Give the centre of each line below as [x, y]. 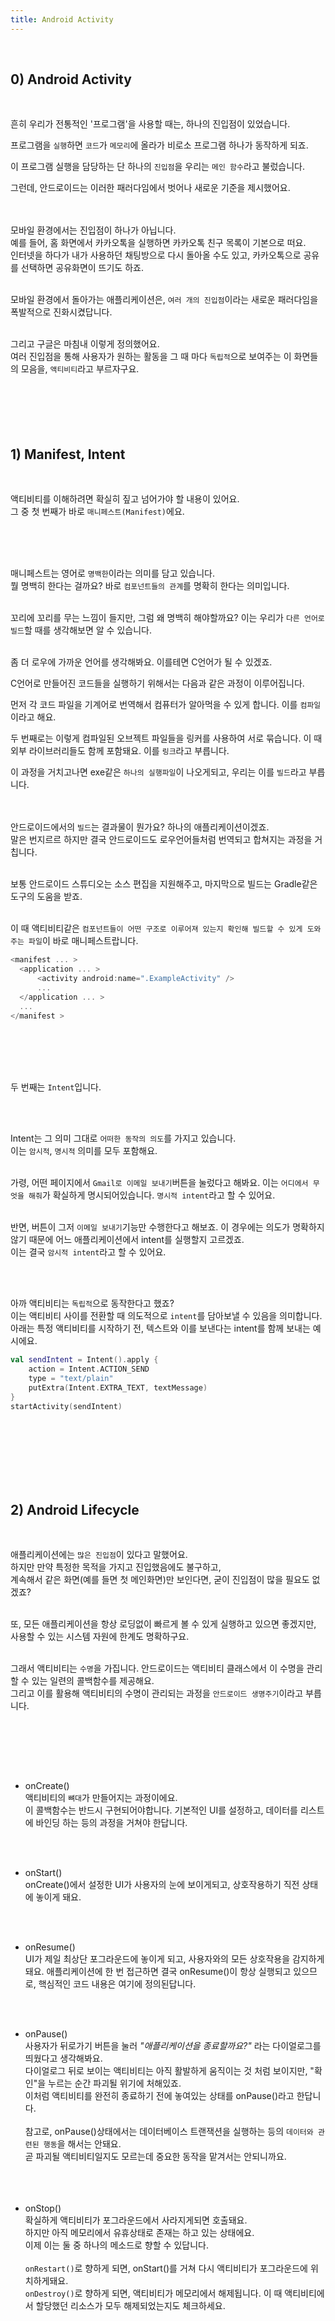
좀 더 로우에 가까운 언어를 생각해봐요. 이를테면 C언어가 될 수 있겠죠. [141, 662]
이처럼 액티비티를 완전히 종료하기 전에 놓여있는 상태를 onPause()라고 [159, 2096]
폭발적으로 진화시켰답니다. [61, 312]
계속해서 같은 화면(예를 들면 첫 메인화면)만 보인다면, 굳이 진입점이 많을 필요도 [160, 1580]
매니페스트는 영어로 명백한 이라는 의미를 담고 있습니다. [113, 573]
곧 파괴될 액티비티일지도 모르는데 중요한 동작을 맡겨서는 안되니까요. [155, 2157]
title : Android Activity [62, 19]
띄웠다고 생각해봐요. [63, 2058]
